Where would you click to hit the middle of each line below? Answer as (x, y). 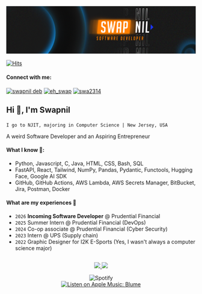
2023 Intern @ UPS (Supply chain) (57, 236)
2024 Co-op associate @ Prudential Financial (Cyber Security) (91, 229)
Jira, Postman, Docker (42, 189)
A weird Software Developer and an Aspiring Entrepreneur (78, 136)
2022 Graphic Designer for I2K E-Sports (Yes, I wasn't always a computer (105, 242)
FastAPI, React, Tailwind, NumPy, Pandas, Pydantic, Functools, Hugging (104, 170)
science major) (33, 248)
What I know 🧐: (26, 150)
